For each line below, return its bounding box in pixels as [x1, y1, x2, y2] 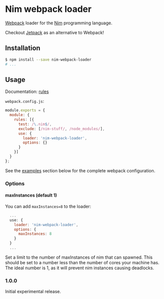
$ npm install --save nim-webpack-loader [5, 57, 92, 62]
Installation [5, 44, 41, 53]
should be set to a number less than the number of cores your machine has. [5, 259, 160, 265]
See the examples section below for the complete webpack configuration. [5, 167, 156, 173]
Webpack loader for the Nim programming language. [5, 20, 113, 26]
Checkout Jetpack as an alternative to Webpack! [5, 29, 104, 35]
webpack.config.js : [5, 98, 44, 104]
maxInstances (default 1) [5, 192, 57, 198]
